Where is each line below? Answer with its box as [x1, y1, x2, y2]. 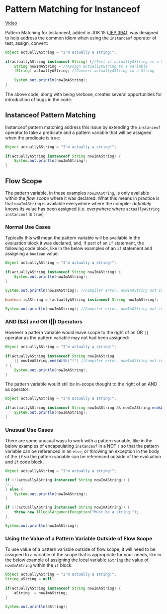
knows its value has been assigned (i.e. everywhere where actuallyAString [5, 206, 160, 212]
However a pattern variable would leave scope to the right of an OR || [5, 330, 149, 336]
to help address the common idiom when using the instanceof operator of [5, 35, 157, 41]
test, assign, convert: [5, 40, 48, 46]
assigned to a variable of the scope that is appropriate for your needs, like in [5, 552, 162, 558]
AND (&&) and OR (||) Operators [5, 318, 83, 325]
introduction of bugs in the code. [5, 96, 73, 103]
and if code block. [5, 459, 44, 465]
